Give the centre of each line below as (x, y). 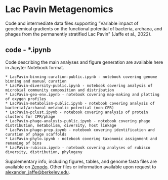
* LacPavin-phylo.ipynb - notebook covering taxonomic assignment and (81, 139)
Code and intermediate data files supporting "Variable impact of (72, 23)
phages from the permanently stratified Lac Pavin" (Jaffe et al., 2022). (78, 34)
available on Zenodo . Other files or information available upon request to (81, 167)
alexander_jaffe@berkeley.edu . (38, 172)
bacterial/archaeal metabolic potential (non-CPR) (60, 108)
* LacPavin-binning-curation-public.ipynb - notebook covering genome (81, 77)
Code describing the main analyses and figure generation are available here (84, 62)
